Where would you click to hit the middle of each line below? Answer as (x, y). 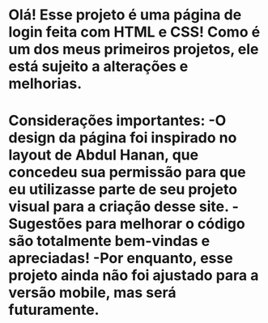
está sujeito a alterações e (98, 67)
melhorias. (45, 84)
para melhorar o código (165, 224)
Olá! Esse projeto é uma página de (125, 15)
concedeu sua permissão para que (127, 172)
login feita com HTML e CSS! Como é (134, 32)
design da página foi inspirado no (123, 138)
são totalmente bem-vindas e (109, 241)
